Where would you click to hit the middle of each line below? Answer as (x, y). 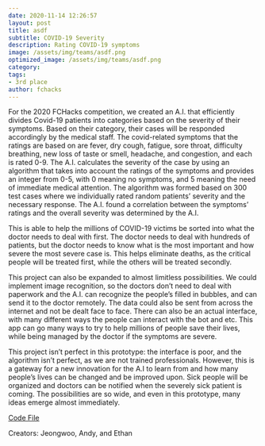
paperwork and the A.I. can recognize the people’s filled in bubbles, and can (133, 294)
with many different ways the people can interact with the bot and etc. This (131, 320)
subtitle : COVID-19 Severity (56, 38)
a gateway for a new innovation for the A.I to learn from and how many (123, 369)
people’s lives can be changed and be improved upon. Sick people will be (128, 377)
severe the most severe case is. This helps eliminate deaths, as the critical (130, 254)
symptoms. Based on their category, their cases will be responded (117, 129)
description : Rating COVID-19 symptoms (74, 45)
